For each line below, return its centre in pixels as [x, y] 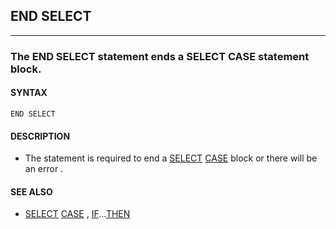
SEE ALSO [31, 191]
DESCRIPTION [40, 136]
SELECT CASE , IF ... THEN [77, 214]
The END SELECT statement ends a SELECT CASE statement [160, 56]
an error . [44, 169]
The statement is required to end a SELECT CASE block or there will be [171, 158]
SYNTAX [29, 93]
